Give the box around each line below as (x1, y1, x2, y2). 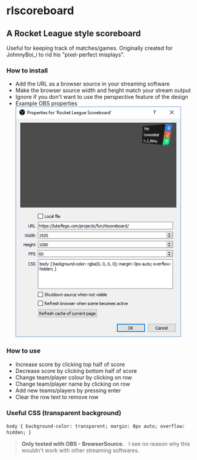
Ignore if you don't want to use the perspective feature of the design (15, 93, 188, 101)
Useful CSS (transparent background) (6, 408, 122, 417)
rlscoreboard (6, 4, 74, 18)
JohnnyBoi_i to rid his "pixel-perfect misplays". (6, 51, 125, 58)
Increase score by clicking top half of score (15, 361, 125, 368)
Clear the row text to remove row (15, 393, 99, 400)
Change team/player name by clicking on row (15, 380, 131, 388)
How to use (6, 346, 41, 355)
